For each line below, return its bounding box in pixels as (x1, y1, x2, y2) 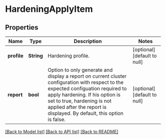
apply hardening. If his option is (47, 92, 121, 98)
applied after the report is (47, 104, 107, 110)
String (28, 52, 43, 59)
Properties (5, 23, 39, 32)
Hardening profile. (47, 52, 90, 59)
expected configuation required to (47, 85, 127, 92)
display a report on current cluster (47, 73, 127, 80)
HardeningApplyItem (5, 3, 93, 15)
